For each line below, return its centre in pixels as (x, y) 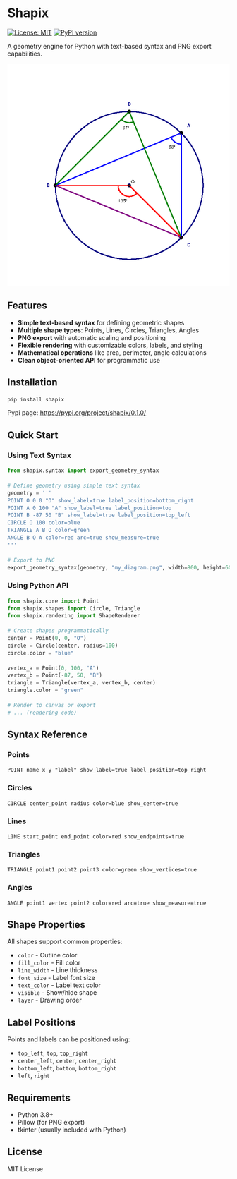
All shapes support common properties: (65, 942)
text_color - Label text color (59, 985)
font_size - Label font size (56, 978)
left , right (34, 1076)
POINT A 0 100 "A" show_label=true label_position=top (90, 508)
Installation (32, 382)
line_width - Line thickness (57, 970)
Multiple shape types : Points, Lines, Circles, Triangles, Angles (108, 330)
